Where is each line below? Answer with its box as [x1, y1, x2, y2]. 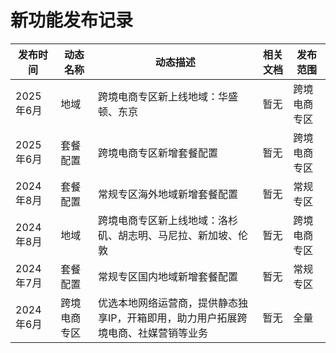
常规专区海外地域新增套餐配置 [97, 187, 238, 201]
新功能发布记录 [10, 9, 134, 32]
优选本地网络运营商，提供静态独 [97, 296, 248, 310]
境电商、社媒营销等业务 [97, 326, 208, 340]
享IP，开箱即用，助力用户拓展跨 [97, 311, 248, 325]
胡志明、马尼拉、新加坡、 [117, 228, 238, 242]
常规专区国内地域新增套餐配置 [97, 269, 238, 283]
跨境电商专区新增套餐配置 [97, 146, 218, 160]
